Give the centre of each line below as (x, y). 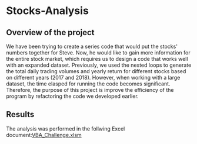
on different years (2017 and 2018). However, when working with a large (93, 78)
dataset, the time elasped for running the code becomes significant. (88, 84)
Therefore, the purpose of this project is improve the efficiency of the (90, 90)
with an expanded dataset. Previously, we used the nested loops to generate (99, 65)
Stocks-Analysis (48, 11)
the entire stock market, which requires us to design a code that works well (97, 59)
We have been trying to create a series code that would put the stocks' (92, 46)
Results (20, 114)
